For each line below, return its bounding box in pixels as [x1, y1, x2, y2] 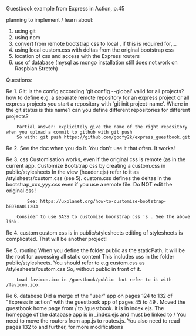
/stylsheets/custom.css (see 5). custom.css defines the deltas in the [6, 175, 171, 181]
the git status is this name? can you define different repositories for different [6, 107, 191, 113]
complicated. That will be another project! [6, 236, 107, 242]
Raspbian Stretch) [14, 65, 59, 72]
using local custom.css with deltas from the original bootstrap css [14, 46, 174, 53]
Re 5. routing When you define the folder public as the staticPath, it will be [6, 247, 185, 254]
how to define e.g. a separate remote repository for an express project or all [6, 94, 190, 101]
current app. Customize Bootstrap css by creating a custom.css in [6, 162, 166, 169]
